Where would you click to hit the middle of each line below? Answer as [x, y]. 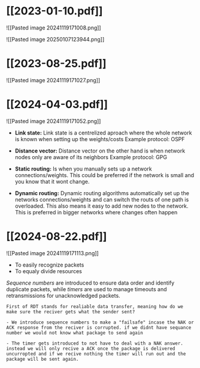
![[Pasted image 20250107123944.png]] [55, 39]
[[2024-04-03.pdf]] [57, 105]
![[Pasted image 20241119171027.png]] [53, 80]
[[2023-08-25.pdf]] [56, 64]
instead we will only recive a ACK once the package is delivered [91, 348]
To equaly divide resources [48, 271]
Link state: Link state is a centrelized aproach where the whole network [103, 133]
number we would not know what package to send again [75, 333]
